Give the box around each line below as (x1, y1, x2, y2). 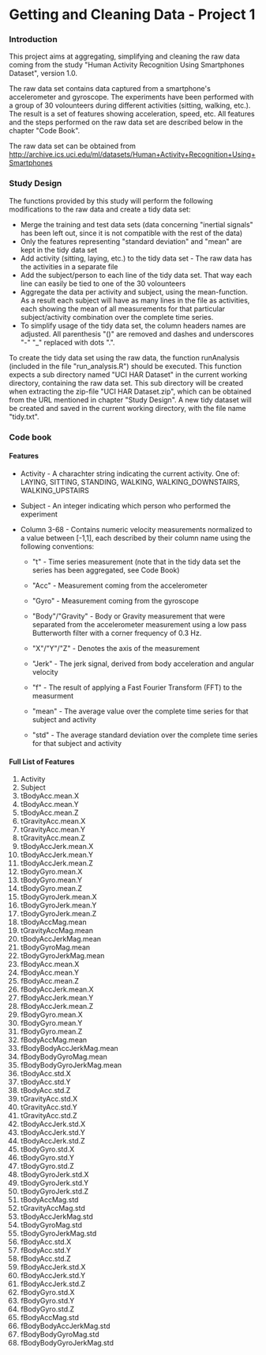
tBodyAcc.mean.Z (20, 808, 79, 817)
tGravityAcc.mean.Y (20, 825, 86, 835)
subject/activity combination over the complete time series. (20, 312, 214, 322)
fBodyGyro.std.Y (20, 1296, 75, 1306)
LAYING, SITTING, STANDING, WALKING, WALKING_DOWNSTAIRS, (20, 477, 240, 486)
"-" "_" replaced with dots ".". (20, 337, 115, 347)
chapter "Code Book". (9, 126, 81, 135)
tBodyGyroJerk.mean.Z (20, 909, 97, 919)
